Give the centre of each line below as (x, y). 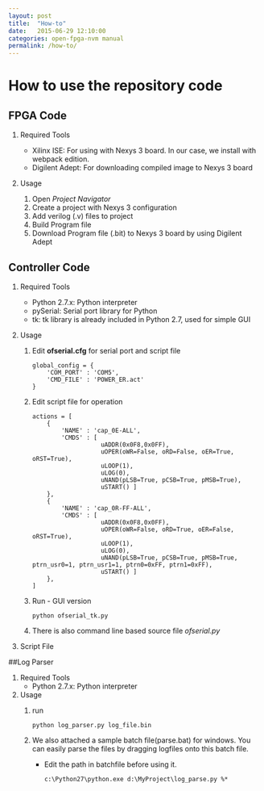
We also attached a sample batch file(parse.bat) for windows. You (141, 740)
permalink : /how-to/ (43, 46)
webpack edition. (61, 159)
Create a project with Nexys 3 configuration (104, 207)
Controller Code (49, 267)
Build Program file (62, 225)
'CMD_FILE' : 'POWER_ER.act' (96, 379)
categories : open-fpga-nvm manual (66, 38)
